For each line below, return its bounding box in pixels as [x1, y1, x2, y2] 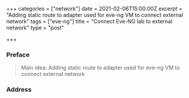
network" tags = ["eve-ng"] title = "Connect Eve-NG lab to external [6, 18, 173, 24]
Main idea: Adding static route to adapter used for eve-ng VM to [20, 64, 181, 71]
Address [6, 85, 32, 94]
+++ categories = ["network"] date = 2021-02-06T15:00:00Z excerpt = [6, 5, 182, 12]
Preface [6, 50, 30, 59]
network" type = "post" [6, 24, 64, 31]
